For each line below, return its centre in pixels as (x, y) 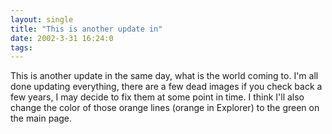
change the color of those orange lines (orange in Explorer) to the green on (165, 108)
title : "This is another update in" (86, 29)
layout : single (42, 19)
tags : (21, 47)
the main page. (41, 118)
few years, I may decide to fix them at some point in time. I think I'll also (157, 97)
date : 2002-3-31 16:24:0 (62, 38)
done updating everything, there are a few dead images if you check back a (166, 87)
